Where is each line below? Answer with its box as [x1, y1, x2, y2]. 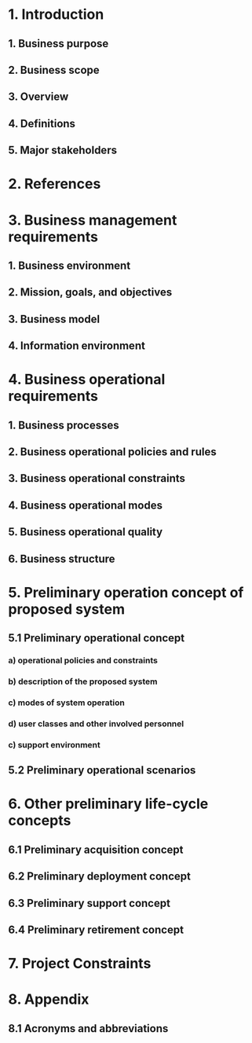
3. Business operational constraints [8, 472, 186, 485]
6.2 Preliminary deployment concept [8, 870, 191, 883]
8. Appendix [8, 990, 89, 1008]
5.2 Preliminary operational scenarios [8, 764, 196, 777]
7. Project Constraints [8, 955, 152, 972]
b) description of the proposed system [8, 676, 158, 687]
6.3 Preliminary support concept [8, 896, 171, 909]
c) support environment [8, 739, 100, 750]
